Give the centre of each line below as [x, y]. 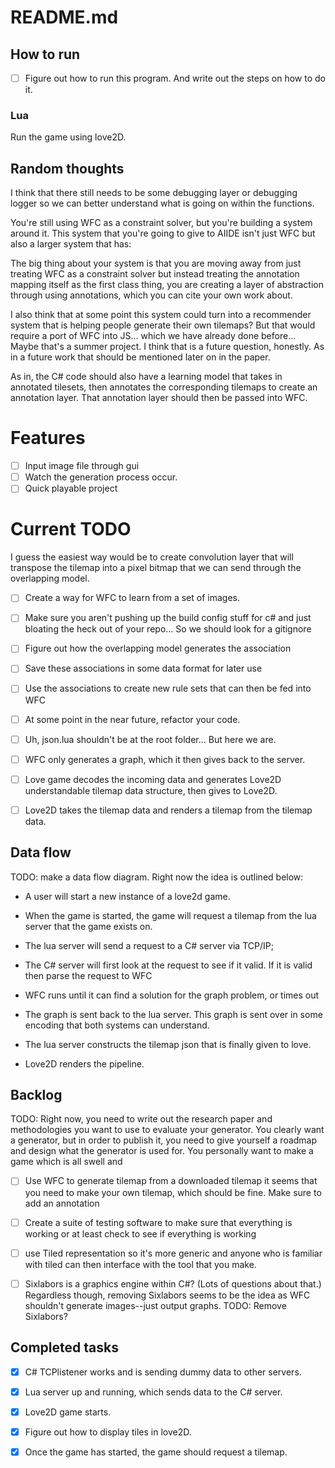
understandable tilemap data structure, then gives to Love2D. [151, 790]
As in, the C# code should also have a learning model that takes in [146, 377]
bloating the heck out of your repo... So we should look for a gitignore [168, 629]
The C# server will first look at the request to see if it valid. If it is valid [168, 965]
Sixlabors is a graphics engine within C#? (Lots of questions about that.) [173, 1283]
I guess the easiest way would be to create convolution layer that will [152, 557]
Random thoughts [67, 168]
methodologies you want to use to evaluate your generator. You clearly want [167, 1130]
